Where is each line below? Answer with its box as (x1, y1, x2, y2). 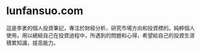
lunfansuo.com (6, 4, 84, 18)
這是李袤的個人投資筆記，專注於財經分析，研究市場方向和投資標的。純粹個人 (6, 24, 195, 31)
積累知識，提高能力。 (6, 39, 59, 46)
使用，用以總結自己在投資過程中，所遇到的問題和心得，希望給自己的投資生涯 (6, 31, 195, 39)
